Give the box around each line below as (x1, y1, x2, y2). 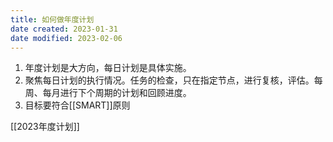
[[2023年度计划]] (10, 121, 80, 133)
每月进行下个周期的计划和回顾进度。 (42, 87, 192, 99)
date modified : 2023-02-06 (10, 33, 123, 43)
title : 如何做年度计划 (10, 14, 95, 25)
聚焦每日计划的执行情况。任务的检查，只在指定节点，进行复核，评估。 (24, 74, 315, 86)
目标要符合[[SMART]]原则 (24, 99, 131, 111)
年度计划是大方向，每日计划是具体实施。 (24, 62, 192, 74)
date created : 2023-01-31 (10, 24, 118, 34)
